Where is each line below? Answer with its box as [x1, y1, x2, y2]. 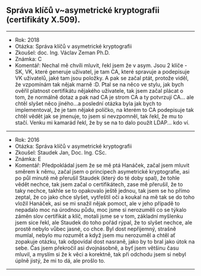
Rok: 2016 [14, 136, 40, 143]
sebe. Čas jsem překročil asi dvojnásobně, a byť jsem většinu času [14, 244, 179, 251]
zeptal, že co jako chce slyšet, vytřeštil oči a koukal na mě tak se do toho [14, 193, 195, 201]
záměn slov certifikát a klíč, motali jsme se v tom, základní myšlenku [14, 213, 184, 220]
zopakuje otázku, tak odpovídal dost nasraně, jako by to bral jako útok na [14, 238, 195, 245]
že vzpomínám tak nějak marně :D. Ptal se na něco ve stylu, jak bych [14, 81, 184, 88]
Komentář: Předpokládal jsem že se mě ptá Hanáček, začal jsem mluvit [14, 162, 190, 169]
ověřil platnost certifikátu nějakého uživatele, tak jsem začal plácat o [14, 87, 184, 94]
